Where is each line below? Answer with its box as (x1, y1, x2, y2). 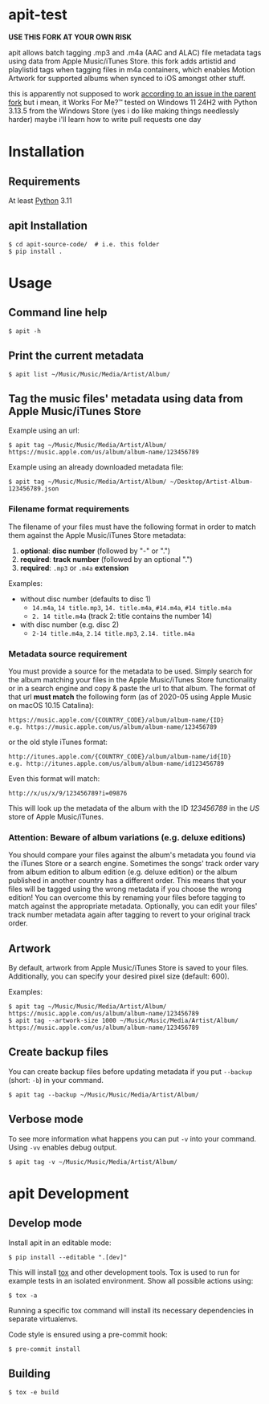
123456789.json (8, 485, 59, 493)
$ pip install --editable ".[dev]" (8, 1253, 128, 1261)
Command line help (8, 306, 108, 319)
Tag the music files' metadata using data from (8, 392, 243, 405)
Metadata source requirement (8, 648, 128, 659)
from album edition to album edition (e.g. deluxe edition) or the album (8, 867, 238, 877)
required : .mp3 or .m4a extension (19, 563, 129, 572)
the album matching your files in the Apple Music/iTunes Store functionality (8, 674, 257, 684)
